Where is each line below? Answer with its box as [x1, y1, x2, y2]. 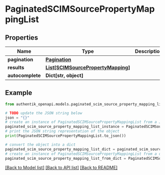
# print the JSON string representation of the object [5, 129, 120, 134]
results [7, 64, 25, 71]
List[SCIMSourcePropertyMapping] [45, 64, 130, 71]
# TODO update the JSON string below [5, 110, 82, 116]
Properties [5, 33, 38, 42]
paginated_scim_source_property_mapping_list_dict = [5, 147, 115, 151]
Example [5, 89, 32, 97]
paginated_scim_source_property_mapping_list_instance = [5, 124, 124, 129]
